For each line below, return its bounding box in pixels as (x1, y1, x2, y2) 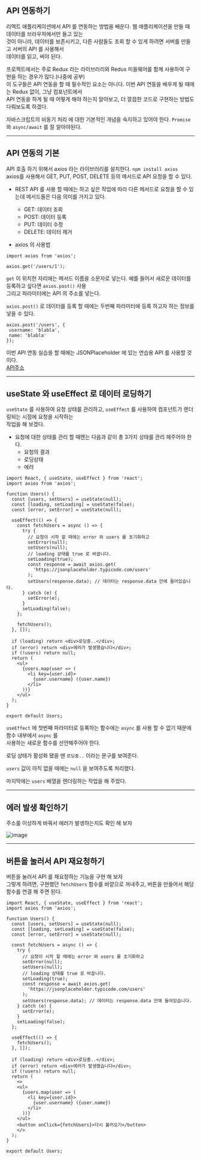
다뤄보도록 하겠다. (6, 103, 48, 110)
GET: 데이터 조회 (23, 206, 63, 213)
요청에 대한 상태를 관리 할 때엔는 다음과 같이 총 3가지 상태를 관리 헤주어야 (14, 434, 185, 441)
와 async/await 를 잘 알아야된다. (6, 123, 82, 130)
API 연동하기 (6, 5, 51, 16)
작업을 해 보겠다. (6, 420, 45, 428)
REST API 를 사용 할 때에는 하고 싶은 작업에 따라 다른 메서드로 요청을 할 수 (14, 185, 188, 193)
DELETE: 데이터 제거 (23, 228, 73, 235)
